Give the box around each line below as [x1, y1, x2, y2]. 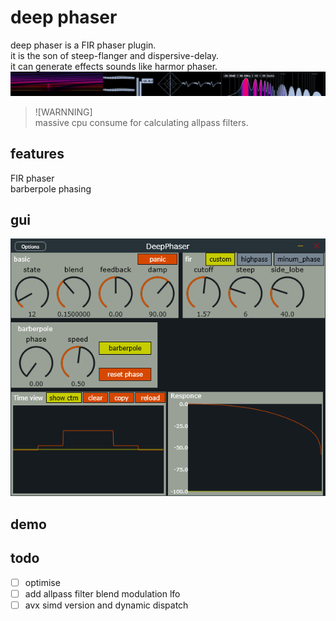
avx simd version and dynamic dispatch [24, 599, 189, 611]
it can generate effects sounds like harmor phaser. [10, 60, 218, 72]
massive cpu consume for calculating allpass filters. [34, 116, 249, 128]
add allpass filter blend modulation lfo [24, 587, 181, 600]
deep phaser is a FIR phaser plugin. [10, 39, 157, 51]
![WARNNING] [34, 106, 93, 118]
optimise [24, 576, 61, 588]
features [10, 146, 65, 163]
